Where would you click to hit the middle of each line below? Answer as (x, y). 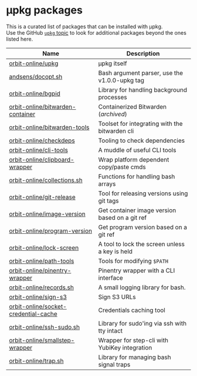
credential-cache (33, 314)
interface (111, 278)
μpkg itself (113, 63)
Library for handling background (143, 90)
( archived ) (113, 114)
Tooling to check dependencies (142, 140)
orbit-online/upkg (34, 63)
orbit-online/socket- (38, 306)
